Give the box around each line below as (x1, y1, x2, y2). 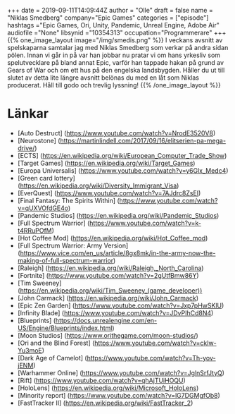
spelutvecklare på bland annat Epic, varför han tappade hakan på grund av (7, 59, 224, 66)
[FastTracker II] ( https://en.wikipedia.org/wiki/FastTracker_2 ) (17, 398, 193, 407)
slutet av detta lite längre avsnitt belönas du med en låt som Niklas (7, 73, 199, 82)
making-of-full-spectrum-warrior (17, 256, 114, 264)
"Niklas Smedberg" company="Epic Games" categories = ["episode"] (7, 13, 209, 22)
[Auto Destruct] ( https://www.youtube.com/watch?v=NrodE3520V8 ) (17, 128, 216, 137)
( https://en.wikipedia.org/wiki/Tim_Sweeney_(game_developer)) (17, 286, 203, 295)
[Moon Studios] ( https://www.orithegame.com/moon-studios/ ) (17, 331, 198, 339)
